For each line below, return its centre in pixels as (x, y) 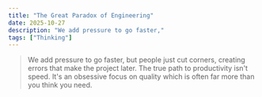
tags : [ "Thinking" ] (40, 37)
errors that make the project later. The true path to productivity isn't (137, 69)
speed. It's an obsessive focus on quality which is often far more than (141, 76)
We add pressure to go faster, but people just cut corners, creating (136, 60)
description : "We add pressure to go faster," (86, 30)
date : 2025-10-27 (37, 23)
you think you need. (60, 85)
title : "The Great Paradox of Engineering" (81, 15)
